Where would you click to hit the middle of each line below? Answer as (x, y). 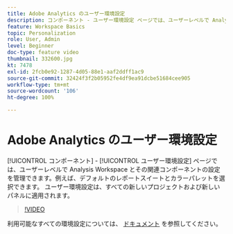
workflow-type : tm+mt (38, 85)
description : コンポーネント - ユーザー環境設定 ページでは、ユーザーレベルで (108, 20)
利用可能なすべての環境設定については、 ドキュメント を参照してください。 (114, 224)
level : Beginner (31, 46)
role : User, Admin (34, 40)
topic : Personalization (42, 33)
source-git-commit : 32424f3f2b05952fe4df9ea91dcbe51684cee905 (99, 78)
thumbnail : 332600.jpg (40, 59)
